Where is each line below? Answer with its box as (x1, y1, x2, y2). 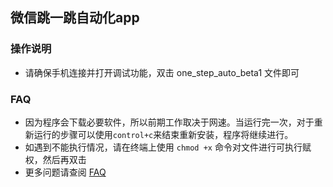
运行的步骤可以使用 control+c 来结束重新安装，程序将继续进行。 (33, 128, 294, 140)
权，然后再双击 (24, 153, 87, 165)
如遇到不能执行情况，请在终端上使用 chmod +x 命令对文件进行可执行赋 (24, 141, 312, 153)
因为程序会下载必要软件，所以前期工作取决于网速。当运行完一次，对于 (24, 116, 315, 128)
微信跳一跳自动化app (10, 9, 140, 27)
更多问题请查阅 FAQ (24, 166, 107, 178)
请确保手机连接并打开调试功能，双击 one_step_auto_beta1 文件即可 (24, 66, 300, 78)
